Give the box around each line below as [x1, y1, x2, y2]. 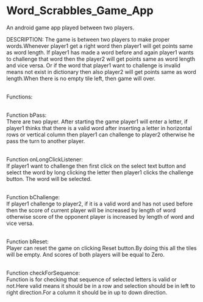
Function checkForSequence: [6, 269, 80, 276]
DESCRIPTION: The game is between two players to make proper [6, 35, 170, 43]
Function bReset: [6, 238, 49, 245]
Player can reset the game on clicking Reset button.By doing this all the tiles [6, 244, 197, 251]
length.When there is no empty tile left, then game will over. [6, 75, 156, 82]
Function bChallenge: [6, 193, 60, 201]
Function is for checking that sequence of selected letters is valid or [6, 276, 177, 283]
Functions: [6, 93, 33, 100]
